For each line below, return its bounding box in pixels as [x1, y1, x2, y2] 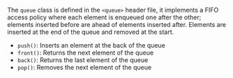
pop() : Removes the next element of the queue [17, 64, 152, 71]
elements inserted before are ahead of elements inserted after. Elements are [7, 21, 227, 28]
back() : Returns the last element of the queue [17, 56, 149, 64]
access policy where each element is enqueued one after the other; [7, 13, 202, 21]
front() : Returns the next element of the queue [17, 48, 154, 57]
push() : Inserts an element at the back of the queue [17, 41, 166, 49]
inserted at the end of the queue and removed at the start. [7, 28, 174, 36]
